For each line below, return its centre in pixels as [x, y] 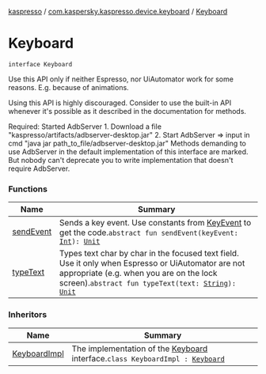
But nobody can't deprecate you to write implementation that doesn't [121, 160]
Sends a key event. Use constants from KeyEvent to [155, 223]
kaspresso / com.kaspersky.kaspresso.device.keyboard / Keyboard [118, 11]
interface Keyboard [40, 64]
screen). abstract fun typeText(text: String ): [147, 283]
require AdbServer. [39, 168]
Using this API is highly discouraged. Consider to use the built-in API [120, 103]
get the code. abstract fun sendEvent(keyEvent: [149, 232]
